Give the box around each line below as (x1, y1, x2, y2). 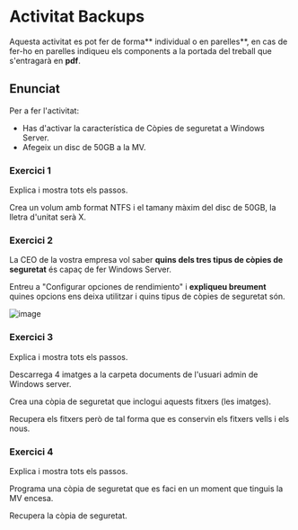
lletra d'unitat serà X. (9, 211, 87, 222)
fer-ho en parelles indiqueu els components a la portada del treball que (9, 45, 272, 56)
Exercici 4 (9, 445, 54, 458)
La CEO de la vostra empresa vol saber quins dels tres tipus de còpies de (9, 255, 284, 265)
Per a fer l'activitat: (9, 105, 79, 116)
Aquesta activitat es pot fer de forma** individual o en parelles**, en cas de (9, 36, 288, 47)
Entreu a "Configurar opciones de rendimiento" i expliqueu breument (9, 282, 267, 292)
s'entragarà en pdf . (9, 55, 81, 66)
